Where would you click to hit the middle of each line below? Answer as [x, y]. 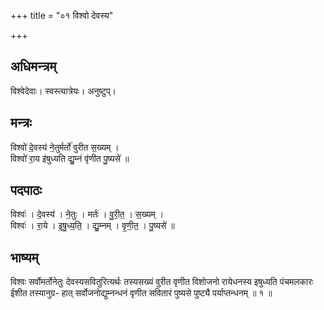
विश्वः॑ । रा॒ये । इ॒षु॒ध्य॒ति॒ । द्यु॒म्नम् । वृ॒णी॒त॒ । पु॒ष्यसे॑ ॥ [92, 226]
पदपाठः [26, 190]
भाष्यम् [24, 257]
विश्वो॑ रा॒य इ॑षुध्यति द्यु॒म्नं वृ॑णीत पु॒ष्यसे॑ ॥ [70, 158]
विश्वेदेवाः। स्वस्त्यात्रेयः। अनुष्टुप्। [63, 91]
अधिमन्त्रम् [33, 66]
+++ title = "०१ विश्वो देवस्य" [62, 15]
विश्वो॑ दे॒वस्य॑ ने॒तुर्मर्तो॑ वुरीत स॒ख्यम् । [65, 147]
